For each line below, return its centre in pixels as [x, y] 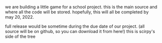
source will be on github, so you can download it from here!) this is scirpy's [80, 31]
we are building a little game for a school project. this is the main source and [81, 7]
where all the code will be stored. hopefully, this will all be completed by [77, 12]
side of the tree [20, 36]
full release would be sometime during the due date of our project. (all [75, 26]
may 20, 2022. [20, 17]
